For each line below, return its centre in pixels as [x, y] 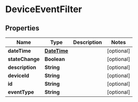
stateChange [24, 59]
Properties [22, 28]
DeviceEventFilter [44, 9]
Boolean [55, 59]
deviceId [19, 76]
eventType [21, 92]
